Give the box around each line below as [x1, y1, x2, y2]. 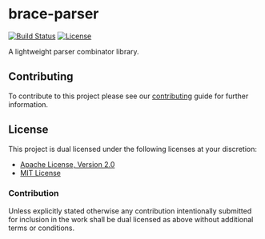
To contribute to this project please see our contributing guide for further [8, 91, 249, 101]
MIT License [19, 168, 62, 177]
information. [8, 99, 49, 109]
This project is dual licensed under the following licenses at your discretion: [8, 144, 258, 153]
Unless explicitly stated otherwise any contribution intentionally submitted [8, 205, 252, 216]
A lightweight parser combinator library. [8, 46, 139, 56]
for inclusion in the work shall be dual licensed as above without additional [8, 214, 254, 224]
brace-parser [8, 5, 99, 23]
